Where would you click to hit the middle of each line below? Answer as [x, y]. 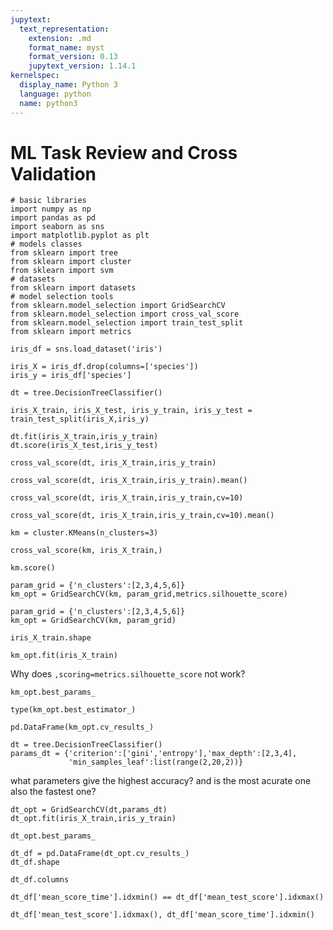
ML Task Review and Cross [124, 152]
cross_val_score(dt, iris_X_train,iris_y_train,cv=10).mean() [142, 516]
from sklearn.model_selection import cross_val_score [125, 314]
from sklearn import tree [64, 253]
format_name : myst [66, 47]
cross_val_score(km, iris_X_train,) [86, 551]
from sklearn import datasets [73, 288]
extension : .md [60, 38]
